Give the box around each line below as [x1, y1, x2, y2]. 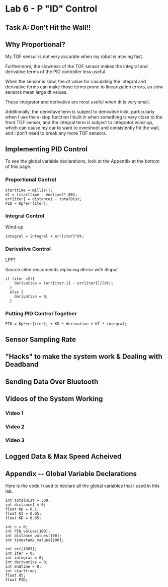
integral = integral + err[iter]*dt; [5, 233, 85, 239]
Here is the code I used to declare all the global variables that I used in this [5, 483, 160, 489]
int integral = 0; [5, 555, 44, 560]
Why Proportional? [5, 40, 65, 48]
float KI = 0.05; [5, 511, 42, 516]
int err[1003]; [5, 546, 37, 551]
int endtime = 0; [5, 564, 42, 569]
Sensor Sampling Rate [5, 335, 76, 343]
